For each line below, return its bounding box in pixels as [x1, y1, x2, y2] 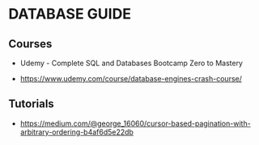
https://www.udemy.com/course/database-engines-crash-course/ [19, 74, 243, 83]
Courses [8, 37, 53, 51]
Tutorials [8, 97, 54, 111]
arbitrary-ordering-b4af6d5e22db [19, 126, 134, 137]
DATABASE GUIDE [8, 5, 132, 23]
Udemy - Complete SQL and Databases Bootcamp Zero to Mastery [19, 58, 243, 68]
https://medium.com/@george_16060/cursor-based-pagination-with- [19, 118, 251, 128]
